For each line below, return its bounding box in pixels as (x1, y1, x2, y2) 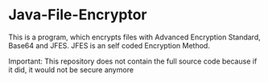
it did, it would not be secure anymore (8, 64, 134, 74)
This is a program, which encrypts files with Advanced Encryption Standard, (8, 32, 262, 42)
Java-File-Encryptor (8, 6, 147, 24)
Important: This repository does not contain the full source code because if (8, 56, 258, 66)
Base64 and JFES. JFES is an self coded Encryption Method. (8, 40, 211, 50)
